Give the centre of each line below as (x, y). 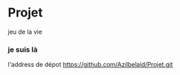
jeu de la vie (25, 32)
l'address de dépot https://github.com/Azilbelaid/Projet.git (90, 65)
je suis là (23, 50)
